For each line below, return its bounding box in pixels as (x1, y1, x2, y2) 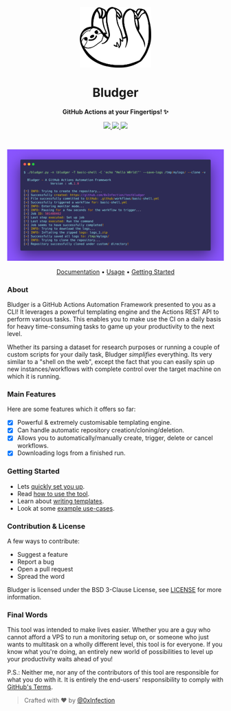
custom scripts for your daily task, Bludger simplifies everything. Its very (7, 350, 212, 359)
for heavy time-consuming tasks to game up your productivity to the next (7, 322, 214, 330)
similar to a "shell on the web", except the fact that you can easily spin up (7, 357, 215, 365)
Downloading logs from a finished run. (16, 449, 126, 457)
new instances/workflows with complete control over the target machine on (7, 365, 221, 373)
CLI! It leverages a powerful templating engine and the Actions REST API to (7, 308, 219, 316)
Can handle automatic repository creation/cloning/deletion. (16, 426, 184, 434)
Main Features (7, 389, 56, 399)
